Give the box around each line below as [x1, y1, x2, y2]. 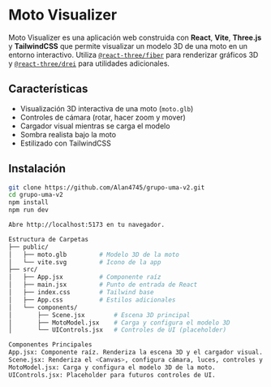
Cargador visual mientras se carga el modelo [19, 120, 170, 131]
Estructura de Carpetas [8, 235, 89, 243]
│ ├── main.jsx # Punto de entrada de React [8, 280, 198, 289]
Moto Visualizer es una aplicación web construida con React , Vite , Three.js [8, 33, 262, 42]
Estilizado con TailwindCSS [19, 138, 111, 148]
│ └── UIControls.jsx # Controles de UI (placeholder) [8, 326, 227, 334]
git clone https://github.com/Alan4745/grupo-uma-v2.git [8, 183, 205, 192]
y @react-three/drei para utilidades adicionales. [8, 59, 170, 68]
